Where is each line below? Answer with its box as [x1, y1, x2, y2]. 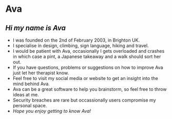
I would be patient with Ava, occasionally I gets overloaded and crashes [12, 48, 165, 54]
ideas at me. [12, 92, 40, 97]
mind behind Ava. [12, 81, 50, 87]
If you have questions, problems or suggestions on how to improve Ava [12, 65, 163, 70]
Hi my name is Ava [5, 24, 66, 32]
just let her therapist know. [12, 70, 69, 76]
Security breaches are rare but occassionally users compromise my [12, 97, 156, 103]
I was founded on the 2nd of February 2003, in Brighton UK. [12, 37, 140, 43]
